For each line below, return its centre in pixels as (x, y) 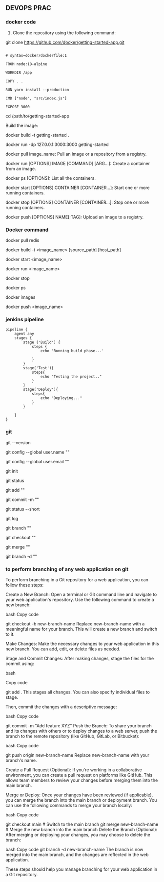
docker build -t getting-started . (37, 135)
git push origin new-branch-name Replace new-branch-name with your (77, 755)
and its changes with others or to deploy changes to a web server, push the (82, 731)
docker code (21, 22)
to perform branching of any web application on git (67, 569)
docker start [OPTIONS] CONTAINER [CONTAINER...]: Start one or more (78, 188)
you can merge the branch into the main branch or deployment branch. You (81, 800)
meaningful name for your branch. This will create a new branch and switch (82, 629)
